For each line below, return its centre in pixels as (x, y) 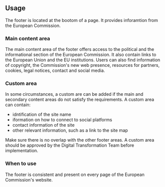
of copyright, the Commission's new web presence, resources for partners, (82, 65)
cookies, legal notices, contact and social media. (55, 71)
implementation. (22, 151)
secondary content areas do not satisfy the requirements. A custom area (80, 100)
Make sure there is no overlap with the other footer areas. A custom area (80, 140)
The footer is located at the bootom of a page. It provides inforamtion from (82, 20)
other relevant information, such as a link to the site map (70, 130)
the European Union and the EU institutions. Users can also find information (83, 60)
